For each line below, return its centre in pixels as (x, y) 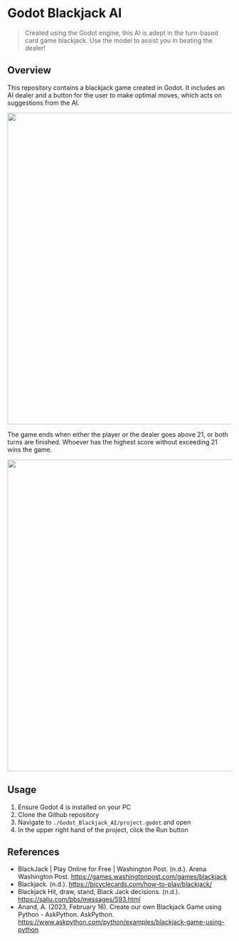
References (33, 852)
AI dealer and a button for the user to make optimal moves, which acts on (115, 95)
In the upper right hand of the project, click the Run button (103, 830)
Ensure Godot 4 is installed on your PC (74, 807)
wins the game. (30, 449)
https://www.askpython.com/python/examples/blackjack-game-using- (121, 922)
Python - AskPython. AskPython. (66, 915)
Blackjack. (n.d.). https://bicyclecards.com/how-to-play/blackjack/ (115, 884)
